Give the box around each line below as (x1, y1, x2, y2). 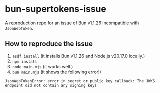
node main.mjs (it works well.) (12, 63, 73, 69)
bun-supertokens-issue (5, 3, 106, 15)
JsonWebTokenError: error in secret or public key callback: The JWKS (5, 78, 155, 83)
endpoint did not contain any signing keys (5, 83, 97, 88)
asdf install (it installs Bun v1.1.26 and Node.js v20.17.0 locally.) (12, 53, 145, 59)
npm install (12, 59, 37, 64)
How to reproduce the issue (5, 40, 93, 48)
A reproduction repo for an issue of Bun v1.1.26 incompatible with (5, 20, 139, 26)
